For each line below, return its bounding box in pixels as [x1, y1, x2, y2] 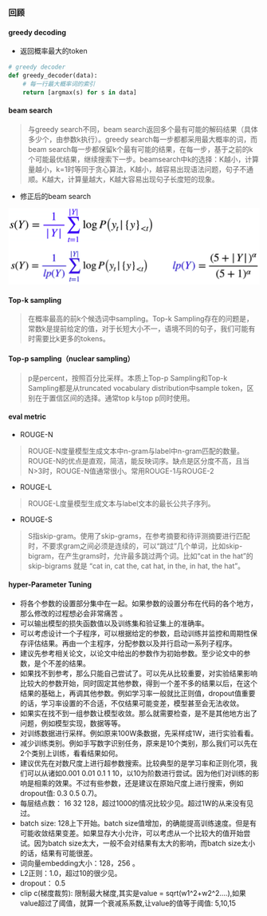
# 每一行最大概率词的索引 [22, 80, 96, 88]
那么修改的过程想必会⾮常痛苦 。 [19, 608, 128, 618]
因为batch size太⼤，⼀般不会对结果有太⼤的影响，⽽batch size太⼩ [33, 838, 256, 848]
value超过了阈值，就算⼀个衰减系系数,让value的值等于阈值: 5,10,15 [19, 898, 237, 908]
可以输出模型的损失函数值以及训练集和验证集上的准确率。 [19, 618, 209, 628]
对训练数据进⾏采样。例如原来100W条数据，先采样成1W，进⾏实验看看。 [19, 728, 258, 738]
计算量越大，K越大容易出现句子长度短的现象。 [67, 174, 219, 184]
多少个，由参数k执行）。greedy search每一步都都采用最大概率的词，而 [27, 134, 257, 144]
